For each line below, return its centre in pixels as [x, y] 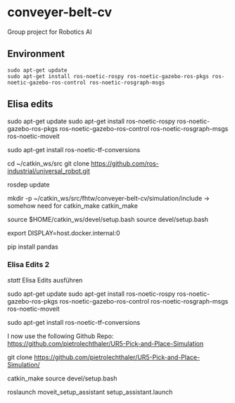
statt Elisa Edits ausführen [45, 280]
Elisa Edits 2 [28, 265]
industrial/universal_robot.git [49, 170]
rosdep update [28, 185]
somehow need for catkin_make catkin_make [73, 206]
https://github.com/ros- [125, 163]
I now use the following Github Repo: [61, 336]
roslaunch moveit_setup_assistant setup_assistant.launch [90, 392]
